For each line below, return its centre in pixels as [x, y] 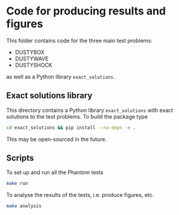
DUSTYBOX [30, 52]
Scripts [20, 158]
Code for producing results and [86, 11]
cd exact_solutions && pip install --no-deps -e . [71, 128]
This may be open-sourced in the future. [57, 139]
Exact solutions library [49, 95]
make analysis [24, 206]
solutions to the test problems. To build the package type [77, 116]
